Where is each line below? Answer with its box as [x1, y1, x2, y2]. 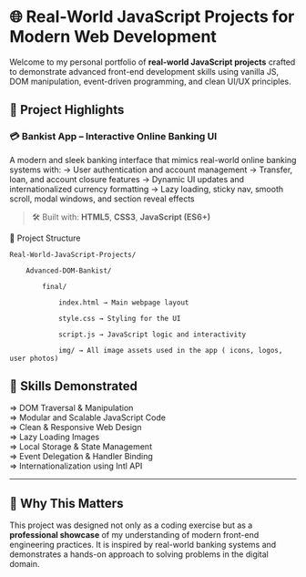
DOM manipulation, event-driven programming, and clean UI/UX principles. [9, 76, 291, 87]
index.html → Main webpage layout [57, 298, 189, 307]
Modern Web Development [9, 26, 217, 47]
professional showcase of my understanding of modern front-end [9, 530, 260, 541]
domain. [9, 559, 40, 570]
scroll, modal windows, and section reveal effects [9, 193, 195, 204]
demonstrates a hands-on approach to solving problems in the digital [9, 549, 269, 560]
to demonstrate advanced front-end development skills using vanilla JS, [9, 66, 280, 77]
